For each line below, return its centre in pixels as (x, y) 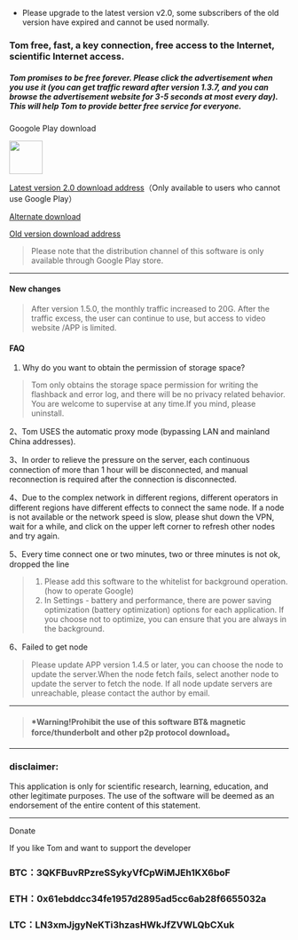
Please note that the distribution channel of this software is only (147, 251)
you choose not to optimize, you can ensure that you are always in (165, 619)
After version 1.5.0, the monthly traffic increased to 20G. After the (150, 309)
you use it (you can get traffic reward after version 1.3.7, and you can (139, 87)
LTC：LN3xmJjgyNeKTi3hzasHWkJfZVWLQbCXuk (122, 925)
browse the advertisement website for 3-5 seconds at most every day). (144, 96)
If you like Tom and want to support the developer (100, 848)
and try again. (35, 536)
